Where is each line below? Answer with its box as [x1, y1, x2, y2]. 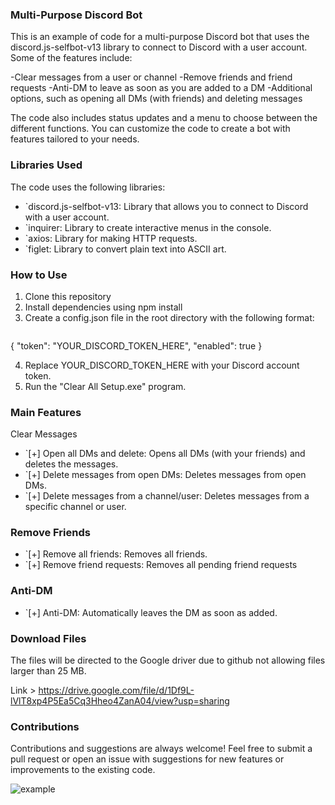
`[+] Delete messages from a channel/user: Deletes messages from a [24, 490, 310, 502]
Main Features [10, 405, 82, 419]
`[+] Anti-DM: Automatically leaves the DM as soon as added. [24, 606, 278, 618]
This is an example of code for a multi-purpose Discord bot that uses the [10, 31, 310, 43]
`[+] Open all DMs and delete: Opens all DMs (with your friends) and [24, 448, 306, 460]
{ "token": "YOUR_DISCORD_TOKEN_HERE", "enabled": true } [10, 339, 263, 352]
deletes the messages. [24, 458, 119, 470]
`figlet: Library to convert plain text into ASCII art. [24, 243, 227, 255]
